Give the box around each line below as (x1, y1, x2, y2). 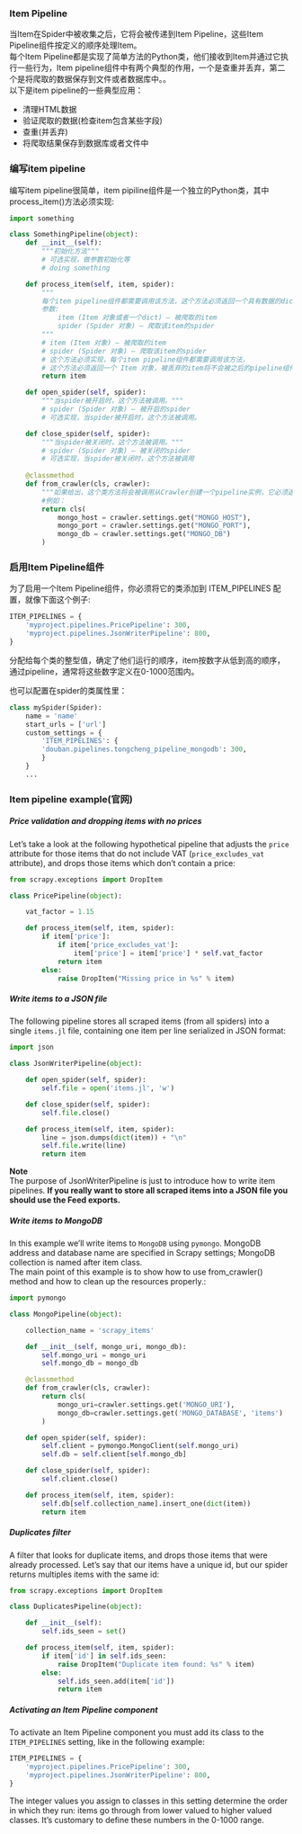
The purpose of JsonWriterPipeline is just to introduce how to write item (9, 1176, 276, 1186)
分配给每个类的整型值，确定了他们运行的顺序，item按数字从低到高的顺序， (9, 655, 286, 666)
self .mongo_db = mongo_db (41, 1359, 139, 1368)
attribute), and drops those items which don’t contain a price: (9, 857, 235, 868)
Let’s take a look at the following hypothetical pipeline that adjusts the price (9, 838, 289, 849)
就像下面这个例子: (24, 595, 92, 605)
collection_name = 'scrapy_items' (25, 1326, 155, 1335)
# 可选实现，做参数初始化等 (41, 255, 130, 264)
